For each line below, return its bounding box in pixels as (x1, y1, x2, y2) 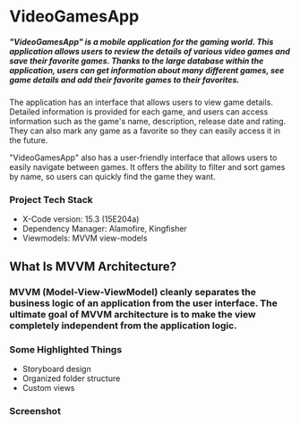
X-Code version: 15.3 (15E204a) (21, 214, 140, 225)
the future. (9, 135, 48, 146)
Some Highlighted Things (9, 343, 123, 355)
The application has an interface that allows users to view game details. (9, 97, 273, 108)
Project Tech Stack (9, 194, 94, 207)
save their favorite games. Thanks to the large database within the (9, 55, 264, 66)
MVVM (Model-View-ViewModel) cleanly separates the (9, 285, 257, 298)
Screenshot (9, 404, 61, 417)
